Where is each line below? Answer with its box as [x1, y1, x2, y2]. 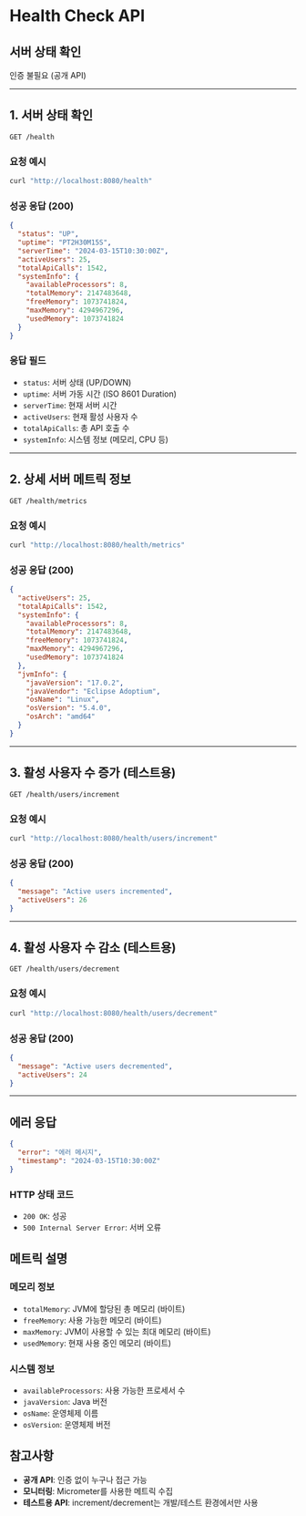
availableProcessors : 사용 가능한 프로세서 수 [22, 1385, 186, 1396]
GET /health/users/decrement [9, 964, 120, 974]
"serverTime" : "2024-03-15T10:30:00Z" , [17, 246, 169, 255]
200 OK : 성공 [22, 1211, 67, 1222]
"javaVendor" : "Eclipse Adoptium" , [25, 686, 161, 696]
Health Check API [9, 5, 146, 26]
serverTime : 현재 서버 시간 [22, 399, 117, 410]
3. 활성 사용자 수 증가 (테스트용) [9, 765, 177, 780]
